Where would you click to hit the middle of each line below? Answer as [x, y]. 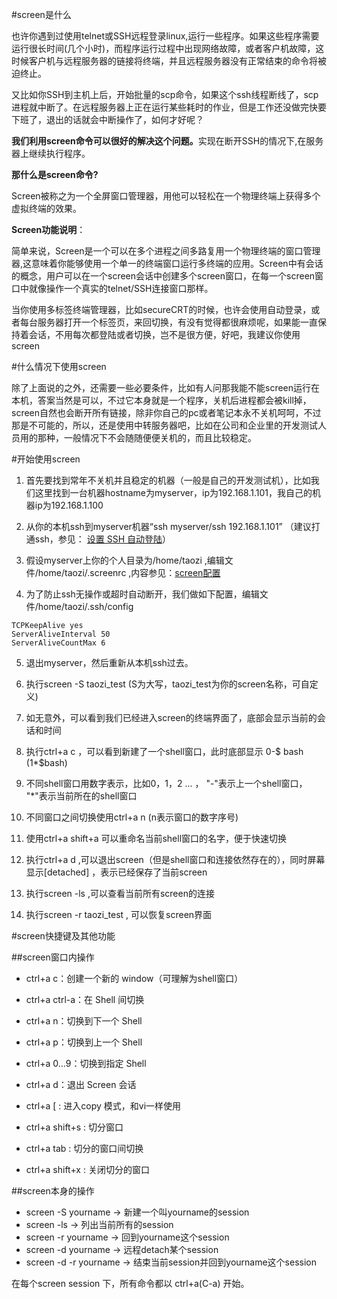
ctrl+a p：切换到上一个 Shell [84, 1042]
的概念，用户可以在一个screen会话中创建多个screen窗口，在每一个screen [163, 276]
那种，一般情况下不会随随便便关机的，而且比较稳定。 [147, 437]
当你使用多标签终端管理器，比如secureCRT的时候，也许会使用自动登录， [161, 309]
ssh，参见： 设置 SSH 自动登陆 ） [103, 539]
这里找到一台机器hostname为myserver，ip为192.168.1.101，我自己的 [173, 492]
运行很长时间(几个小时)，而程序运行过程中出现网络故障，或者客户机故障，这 [168, 48]
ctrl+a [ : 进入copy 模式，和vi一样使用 [103, 1106]
